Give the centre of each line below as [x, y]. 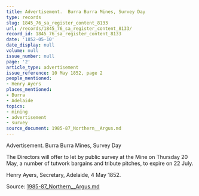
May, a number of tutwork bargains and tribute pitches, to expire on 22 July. [100, 163]
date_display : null [30, 45]
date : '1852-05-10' [30, 39]
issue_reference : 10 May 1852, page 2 [54, 73]
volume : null [22, 51]
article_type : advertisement [42, 67]
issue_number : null [30, 56]
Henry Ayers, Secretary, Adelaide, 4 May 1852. [64, 175]
